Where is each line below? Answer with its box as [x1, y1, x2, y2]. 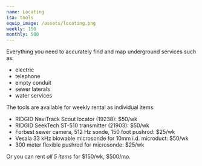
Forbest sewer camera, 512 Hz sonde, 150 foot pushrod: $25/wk [15, 128, 175, 136]
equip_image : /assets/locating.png [6, 20, 96, 26]
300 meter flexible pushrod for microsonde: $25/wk [15, 141, 145, 148]
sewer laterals [15, 85, 50, 93]
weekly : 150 [6, 25, 36, 32]
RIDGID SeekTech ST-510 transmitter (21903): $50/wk [15, 122, 149, 129]
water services [15, 92, 53, 99]
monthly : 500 [6, 32, 39, 38]
